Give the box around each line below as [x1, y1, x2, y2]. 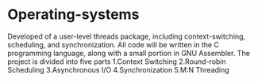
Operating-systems [7, 6, 140, 24]
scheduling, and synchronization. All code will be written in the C [7, 39, 220, 49]
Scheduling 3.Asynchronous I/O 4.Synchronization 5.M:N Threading [7, 65, 229, 74]
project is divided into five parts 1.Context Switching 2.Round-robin [7, 57, 227, 66]
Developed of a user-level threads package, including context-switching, [7, 32, 246, 41]
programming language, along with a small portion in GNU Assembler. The [7, 48, 251, 58]
